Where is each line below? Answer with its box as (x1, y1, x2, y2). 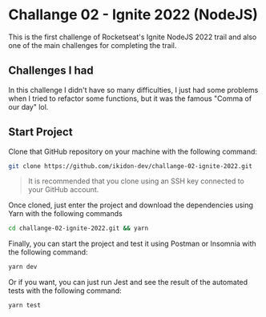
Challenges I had (8, 64, 94, 78)
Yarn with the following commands (8, 209, 123, 219)
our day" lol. (8, 102, 49, 111)
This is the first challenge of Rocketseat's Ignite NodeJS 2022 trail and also (8, 32, 257, 42)
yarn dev (8, 263, 38, 271)
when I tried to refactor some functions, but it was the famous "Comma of (8, 94, 252, 103)
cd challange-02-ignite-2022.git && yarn (8, 224, 149, 233)
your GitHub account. (27, 185, 99, 195)
